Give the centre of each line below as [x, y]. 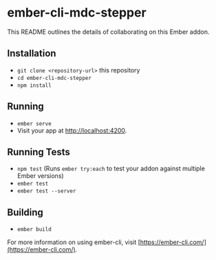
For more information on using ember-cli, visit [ [74, 242]
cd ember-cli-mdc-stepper [54, 78]
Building [25, 212]
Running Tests [39, 152]
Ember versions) [40, 176]
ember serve [34, 123]
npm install [34, 85]
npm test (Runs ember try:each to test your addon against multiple [111, 169]
